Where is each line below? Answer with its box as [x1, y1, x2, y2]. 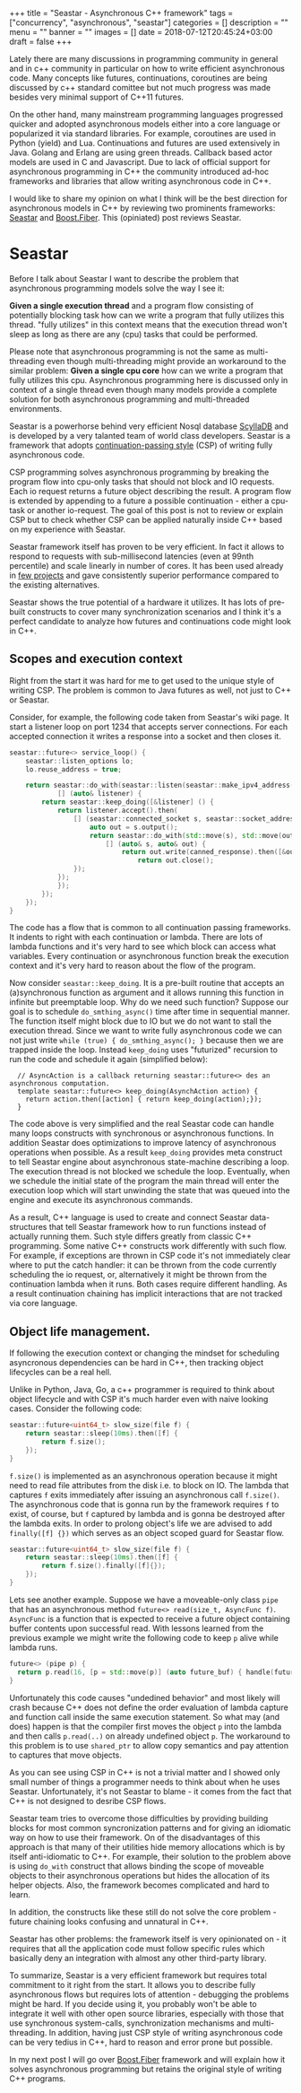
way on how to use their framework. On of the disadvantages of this [9, 1832, 261, 1843]
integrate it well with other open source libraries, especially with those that [9, 2008, 285, 2019]
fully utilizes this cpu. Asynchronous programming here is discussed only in [9, 374, 288, 385]
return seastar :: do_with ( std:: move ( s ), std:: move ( [89, 831, 282, 840]
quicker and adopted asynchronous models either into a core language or [9, 118, 280, 129]
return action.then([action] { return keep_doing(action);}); [25, 1094, 262, 1104]
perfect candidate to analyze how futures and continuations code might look [9, 615, 291, 626]
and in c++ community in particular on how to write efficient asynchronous [9, 63, 285, 74]
